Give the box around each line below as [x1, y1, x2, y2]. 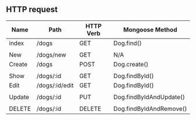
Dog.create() [113, 60, 149, 68]
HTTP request [6, 5, 58, 15]
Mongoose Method [123, 26, 177, 34]
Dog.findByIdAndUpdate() [113, 93, 185, 101]
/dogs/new [36, 51, 66, 59]
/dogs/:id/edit [36, 81, 74, 89]
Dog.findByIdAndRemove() [113, 104, 187, 112]
